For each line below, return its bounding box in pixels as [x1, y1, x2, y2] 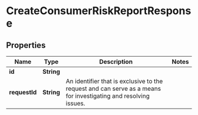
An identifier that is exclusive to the [65, 77, 163, 85]
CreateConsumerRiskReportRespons [6, 4, 192, 18]
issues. [65, 99, 85, 107]
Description [99, 58, 133, 65]
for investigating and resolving [65, 92, 150, 100]
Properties [6, 40, 46, 50]
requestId [9, 88, 37, 96]
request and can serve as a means [65, 84, 161, 93]
